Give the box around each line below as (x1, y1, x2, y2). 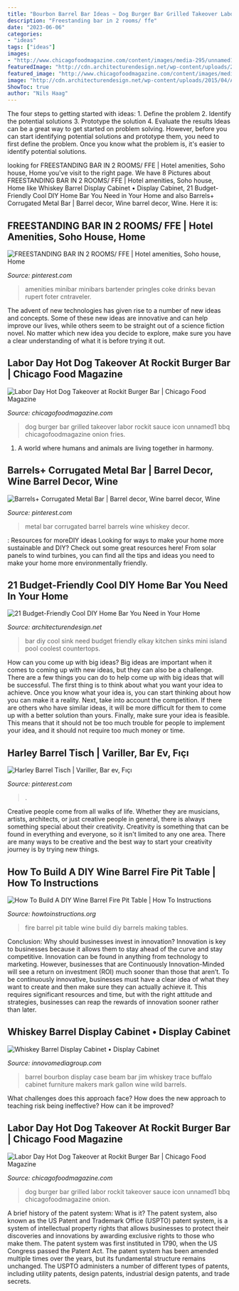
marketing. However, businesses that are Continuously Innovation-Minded (7, 960, 225, 968)
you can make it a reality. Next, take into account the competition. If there (7, 696, 223, 705)
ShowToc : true (7, 83, 50, 90)
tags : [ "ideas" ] (7, 43, 55, 51)
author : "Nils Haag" (7, 90, 69, 97)
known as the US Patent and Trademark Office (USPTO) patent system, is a (7, 1216, 228, 1225)
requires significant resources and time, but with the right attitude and (7, 990, 212, 998)
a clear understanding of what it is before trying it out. (7, 336, 166, 345)
